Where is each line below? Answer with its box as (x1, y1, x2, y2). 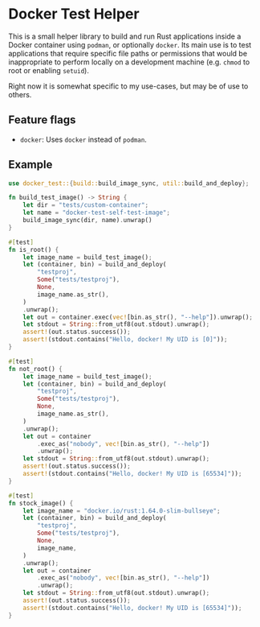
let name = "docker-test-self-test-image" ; (22, 208, 171, 217)
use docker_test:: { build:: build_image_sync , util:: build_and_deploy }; (8, 179, 250, 188)
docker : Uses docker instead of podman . (19, 134, 147, 144)
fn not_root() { (8, 365, 63, 373)
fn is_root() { (8, 245, 59, 254)
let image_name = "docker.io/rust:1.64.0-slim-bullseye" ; (22, 506, 221, 515)
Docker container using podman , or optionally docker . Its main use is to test (8, 39, 252, 49)
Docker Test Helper (8, 5, 140, 23)
